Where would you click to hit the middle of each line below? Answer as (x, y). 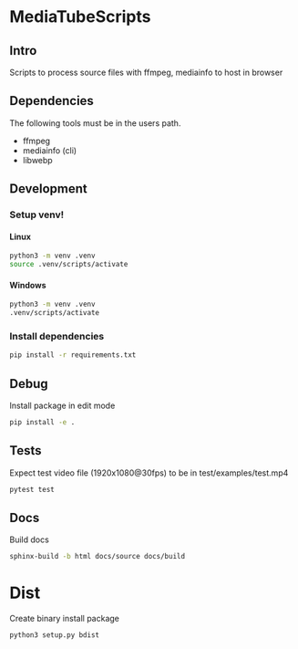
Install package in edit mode (62, 406)
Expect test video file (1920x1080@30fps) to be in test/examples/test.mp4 (149, 473)
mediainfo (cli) (50, 150)
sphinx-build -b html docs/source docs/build (97, 557)
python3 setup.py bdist (55, 635)
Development (49, 189)
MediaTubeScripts (80, 17)
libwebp (37, 160)
